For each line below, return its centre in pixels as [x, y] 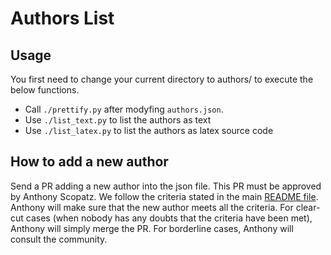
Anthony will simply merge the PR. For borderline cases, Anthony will [152, 228]
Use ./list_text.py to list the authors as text [118, 120]
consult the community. [59, 239]
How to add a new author [89, 162]
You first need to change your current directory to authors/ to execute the [162, 79]
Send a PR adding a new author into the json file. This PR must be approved [166, 186]
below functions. [45, 90]
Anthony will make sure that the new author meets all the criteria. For [152, 207]
